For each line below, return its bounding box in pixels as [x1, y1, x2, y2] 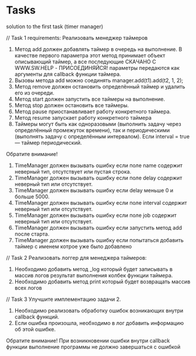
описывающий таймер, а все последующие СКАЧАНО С [14, 58, 156, 65]
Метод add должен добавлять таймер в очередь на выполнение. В [14, 45, 183, 53]
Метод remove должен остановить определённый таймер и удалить [14, 83, 185, 90]
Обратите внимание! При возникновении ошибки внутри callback [6, 337, 170, 344]
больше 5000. [14, 193, 50, 200]
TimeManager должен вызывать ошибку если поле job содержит [14, 212, 177, 219]
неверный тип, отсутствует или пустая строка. [14, 168, 132, 175]
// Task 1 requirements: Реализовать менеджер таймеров [6, 34, 148, 41]
